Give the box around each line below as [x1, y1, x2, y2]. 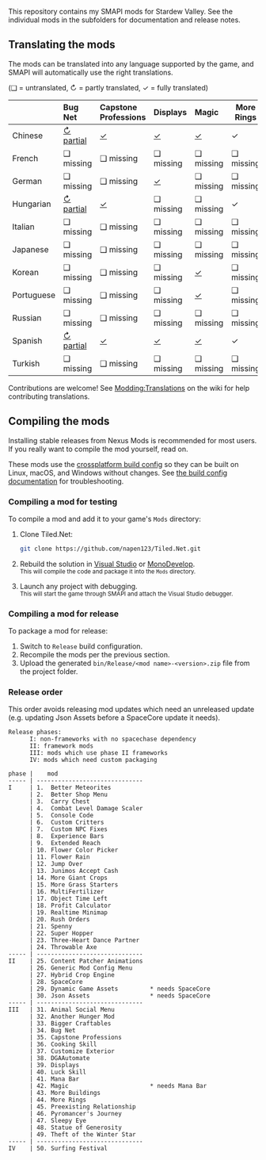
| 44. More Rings [28, 1096, 87, 1104]
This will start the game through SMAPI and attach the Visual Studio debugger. [19, 590, 234, 598]
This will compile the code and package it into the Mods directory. [19, 567, 196, 576]
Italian [12, 221, 36, 232]
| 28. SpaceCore [28, 978, 83, 986]
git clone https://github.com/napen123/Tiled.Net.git [19, 545, 201, 553]
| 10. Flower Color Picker [28, 846, 119, 855]
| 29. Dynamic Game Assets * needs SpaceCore [28, 985, 211, 993]
